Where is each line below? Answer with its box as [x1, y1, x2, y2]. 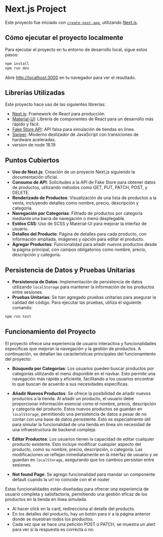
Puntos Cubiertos [5, 156, 59, 164]
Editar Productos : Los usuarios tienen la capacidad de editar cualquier [12, 436, 154, 442]
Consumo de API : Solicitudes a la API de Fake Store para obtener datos [12, 179, 156, 185]
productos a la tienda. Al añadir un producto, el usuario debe [12, 395, 134, 401]
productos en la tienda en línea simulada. [5, 496, 88, 502]
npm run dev [5, 66, 29, 71]
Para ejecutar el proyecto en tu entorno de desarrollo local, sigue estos [5, 46, 147, 52]
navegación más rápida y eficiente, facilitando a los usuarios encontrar [12, 376, 154, 382]
